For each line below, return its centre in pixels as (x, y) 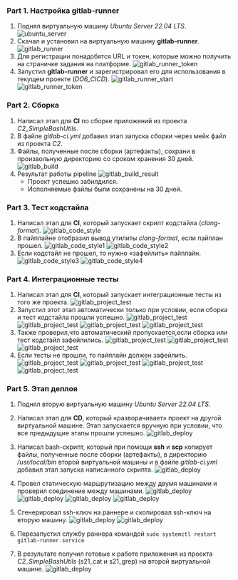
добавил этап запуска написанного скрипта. (85, 470)
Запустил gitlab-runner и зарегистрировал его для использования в (121, 72)
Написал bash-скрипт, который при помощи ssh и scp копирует (115, 447)
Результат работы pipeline (57, 174)
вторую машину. (42, 520)
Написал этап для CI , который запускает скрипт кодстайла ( (109, 222)
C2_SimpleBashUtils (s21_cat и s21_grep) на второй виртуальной (114, 561)
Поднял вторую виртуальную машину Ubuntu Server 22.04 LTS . (114, 404)
